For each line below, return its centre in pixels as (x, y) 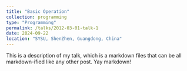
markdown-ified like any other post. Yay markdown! (69, 62)
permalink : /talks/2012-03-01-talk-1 (52, 28)
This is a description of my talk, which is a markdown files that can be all (94, 55)
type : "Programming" (31, 22)
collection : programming (36, 17)
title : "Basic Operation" (38, 11)
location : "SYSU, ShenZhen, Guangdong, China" (64, 39)
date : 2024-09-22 (27, 33)
